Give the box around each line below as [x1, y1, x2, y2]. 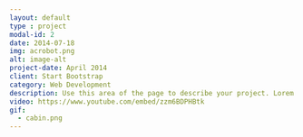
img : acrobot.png [9, 47, 75, 56]
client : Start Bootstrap [9, 72, 103, 81]
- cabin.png [17, 114, 64, 123]
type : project [9, 22, 67, 31]
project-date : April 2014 [9, 64, 107, 73]
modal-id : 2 [9, 30, 54, 39]
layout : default [9, 13, 71, 23]
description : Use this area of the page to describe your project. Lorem [9, 88, 295, 97]
